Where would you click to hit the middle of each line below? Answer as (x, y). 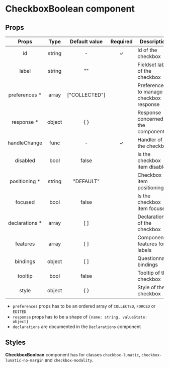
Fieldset (147, 65)
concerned (150, 119)
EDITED (19, 312)
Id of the (147, 50)
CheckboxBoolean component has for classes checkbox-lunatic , (73, 354)
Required (121, 42)
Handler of (150, 140)
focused (25, 202)
